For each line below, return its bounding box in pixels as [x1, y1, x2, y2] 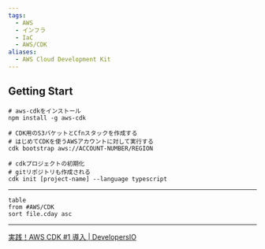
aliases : [8, 48, 37, 56]
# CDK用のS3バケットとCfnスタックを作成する [8, 129, 138, 137]
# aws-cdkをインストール [8, 107, 81, 115]
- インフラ [15, 26, 46, 34]
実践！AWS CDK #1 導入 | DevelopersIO [8, 232, 136, 241]
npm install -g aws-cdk [8, 113, 87, 122]
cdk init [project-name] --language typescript [8, 175, 168, 183]
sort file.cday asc [8, 210, 73, 217]
